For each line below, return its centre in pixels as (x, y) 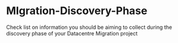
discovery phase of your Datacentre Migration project (72, 33)
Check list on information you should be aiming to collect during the (89, 27)
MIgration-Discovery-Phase (77, 11)
